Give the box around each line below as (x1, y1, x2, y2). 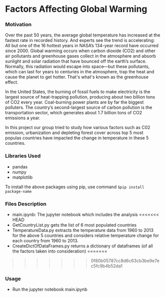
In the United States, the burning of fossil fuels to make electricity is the (5, 89, 151, 95)
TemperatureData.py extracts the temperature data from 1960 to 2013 (12, 228, 154, 233)
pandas (12, 164, 28, 169)
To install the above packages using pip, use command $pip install (5, 184, 144, 190)
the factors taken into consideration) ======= (12, 248, 107, 254)
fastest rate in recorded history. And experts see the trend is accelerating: (5, 37, 155, 43)
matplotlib (12, 174, 33, 180)
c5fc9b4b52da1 (91, 263, 123, 269)
